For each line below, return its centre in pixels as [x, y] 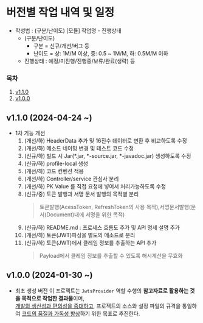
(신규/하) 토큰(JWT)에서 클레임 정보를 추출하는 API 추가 [90, 243]
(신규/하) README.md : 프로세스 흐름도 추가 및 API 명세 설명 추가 [102, 228]
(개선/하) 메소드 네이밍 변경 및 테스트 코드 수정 [79, 148]
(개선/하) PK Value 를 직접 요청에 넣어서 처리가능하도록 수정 [95, 186]
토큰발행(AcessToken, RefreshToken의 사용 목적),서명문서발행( [115, 207]
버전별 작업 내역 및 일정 [60, 12]
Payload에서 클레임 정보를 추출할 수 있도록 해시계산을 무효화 [111, 256]
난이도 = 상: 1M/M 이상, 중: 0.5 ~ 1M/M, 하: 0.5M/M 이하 [101, 53]
